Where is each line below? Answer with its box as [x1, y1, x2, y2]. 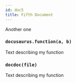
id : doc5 [5, 7, 24, 13]
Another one [5, 26, 31, 32]
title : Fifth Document [5, 12, 53, 17]
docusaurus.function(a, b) [5, 39, 72, 45]
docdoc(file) [5, 62, 37, 68]
